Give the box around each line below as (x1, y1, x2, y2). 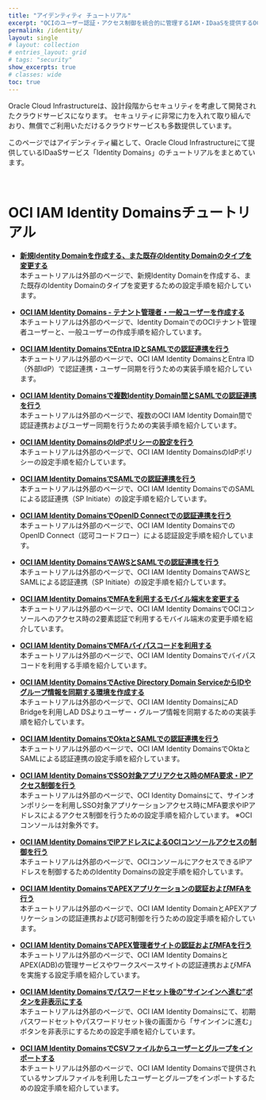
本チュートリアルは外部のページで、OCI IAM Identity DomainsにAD (19, 698, 239, 707)
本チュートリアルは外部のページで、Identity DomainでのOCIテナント (19, 317, 243, 327)
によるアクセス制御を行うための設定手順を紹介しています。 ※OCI (40, 810, 253, 820)
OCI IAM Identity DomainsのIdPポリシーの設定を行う (19, 437, 194, 447)
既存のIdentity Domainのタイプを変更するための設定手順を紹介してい (26, 281, 252, 290)
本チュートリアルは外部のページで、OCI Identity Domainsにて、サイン (19, 790, 248, 800)
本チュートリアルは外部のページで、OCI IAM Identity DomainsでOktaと (19, 744, 251, 754)
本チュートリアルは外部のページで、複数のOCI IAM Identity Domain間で (19, 410, 253, 421)
